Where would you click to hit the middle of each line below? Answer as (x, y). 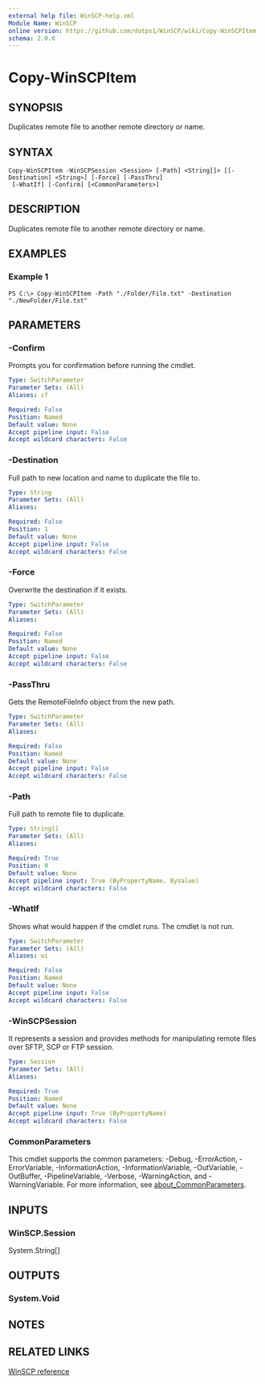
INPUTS (28, 1210)
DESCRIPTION (44, 209)
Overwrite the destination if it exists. (68, 590)
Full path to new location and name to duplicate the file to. (104, 477)
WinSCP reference (39, 1371)
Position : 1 (28, 530)
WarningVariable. (37, 1185)
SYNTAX (31, 152)
